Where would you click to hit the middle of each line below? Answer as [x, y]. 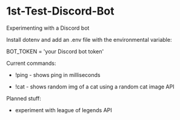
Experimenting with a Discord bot [48, 28]
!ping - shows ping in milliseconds [58, 75]
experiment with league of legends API [63, 110]
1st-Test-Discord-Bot [60, 11]
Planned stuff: [24, 98]
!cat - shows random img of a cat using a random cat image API [95, 87]
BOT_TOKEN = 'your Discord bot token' [55, 51]
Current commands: [31, 63]
